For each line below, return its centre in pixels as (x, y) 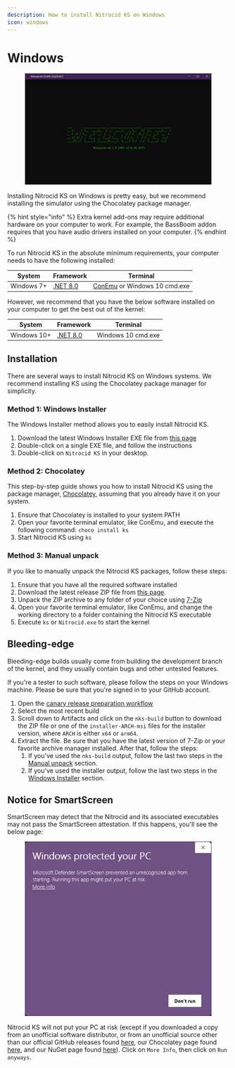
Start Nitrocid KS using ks (55, 537)
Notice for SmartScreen (61, 800)
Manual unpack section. (63, 763)
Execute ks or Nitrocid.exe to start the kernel (83, 622)
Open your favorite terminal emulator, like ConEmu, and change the (115, 607)
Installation (32, 359)
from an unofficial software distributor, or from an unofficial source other (113, 1035)
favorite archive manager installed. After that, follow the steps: (108, 748)
